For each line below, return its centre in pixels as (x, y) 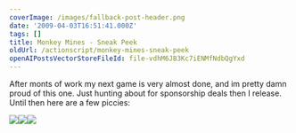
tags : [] (25, 34)
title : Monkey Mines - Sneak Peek (74, 42)
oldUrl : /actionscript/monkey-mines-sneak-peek (99, 51)
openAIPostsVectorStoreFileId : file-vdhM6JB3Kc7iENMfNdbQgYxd (127, 59)
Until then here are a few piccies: (70, 102)
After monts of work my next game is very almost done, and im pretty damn (148, 84)
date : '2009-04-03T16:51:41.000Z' (74, 26)
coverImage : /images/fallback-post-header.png (97, 17)
